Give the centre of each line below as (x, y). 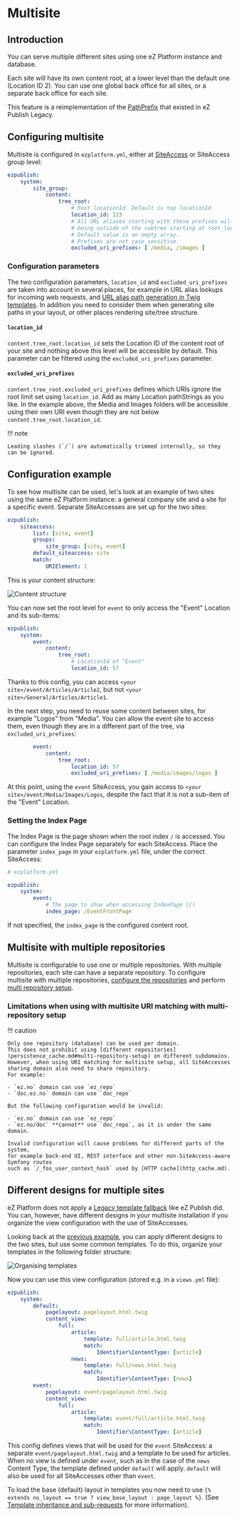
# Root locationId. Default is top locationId (141, 209)
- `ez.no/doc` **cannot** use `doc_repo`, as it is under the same (110, 1125)
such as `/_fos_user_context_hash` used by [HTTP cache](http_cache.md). (119, 1168)
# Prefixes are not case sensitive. (125, 241)
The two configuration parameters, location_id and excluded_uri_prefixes (117, 282)
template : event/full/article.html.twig (144, 1419)
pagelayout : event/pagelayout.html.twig (106, 1392)
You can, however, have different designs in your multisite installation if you (118, 1215)
